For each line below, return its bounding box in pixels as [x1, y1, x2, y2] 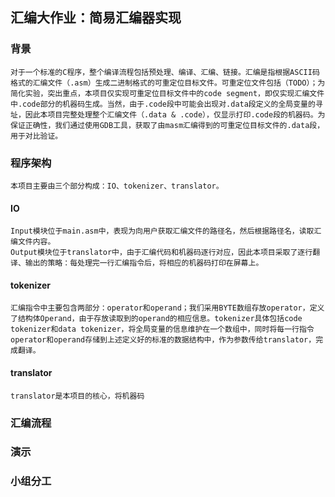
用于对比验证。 [10, 131, 63, 141]
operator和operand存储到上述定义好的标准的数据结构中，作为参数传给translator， [10, 335, 317, 345]
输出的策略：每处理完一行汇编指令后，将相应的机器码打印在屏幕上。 [24, 258, 264, 268]
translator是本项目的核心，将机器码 [10, 391, 145, 401]
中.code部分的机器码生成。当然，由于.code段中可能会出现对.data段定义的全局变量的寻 [10, 99, 323, 109]
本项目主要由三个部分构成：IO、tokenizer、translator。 [10, 181, 224, 191]
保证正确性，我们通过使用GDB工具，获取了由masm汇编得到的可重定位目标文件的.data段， [10, 120, 325, 130]
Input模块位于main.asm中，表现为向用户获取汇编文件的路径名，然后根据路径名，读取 [10, 226, 315, 237]
